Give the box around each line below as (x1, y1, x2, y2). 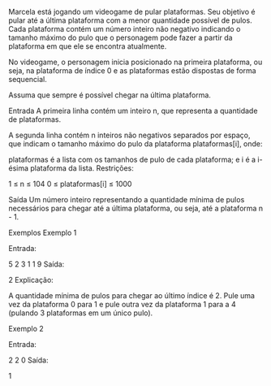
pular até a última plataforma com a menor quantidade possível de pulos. (8, 15, 253, 25)
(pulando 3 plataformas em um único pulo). (8, 308, 153, 318)
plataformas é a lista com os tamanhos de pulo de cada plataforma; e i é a (8, 154, 256, 164)
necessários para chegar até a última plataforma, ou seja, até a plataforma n (8, 203, 264, 213)
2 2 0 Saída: (8, 355, 49, 365)
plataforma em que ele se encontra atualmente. (8, 41, 167, 51)
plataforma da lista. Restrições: (30, 163, 134, 173)
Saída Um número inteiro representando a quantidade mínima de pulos (8, 195, 245, 204)
